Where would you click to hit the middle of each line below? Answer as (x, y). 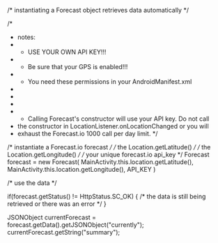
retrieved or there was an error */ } (57, 204)
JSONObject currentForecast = (52, 217)
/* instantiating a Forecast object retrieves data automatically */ (98, 10)
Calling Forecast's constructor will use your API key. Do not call (118, 119)
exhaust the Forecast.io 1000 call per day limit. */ (87, 133)
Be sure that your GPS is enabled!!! (78, 67)
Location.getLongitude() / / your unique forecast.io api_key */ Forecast (109, 154)
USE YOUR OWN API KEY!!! (67, 52)
